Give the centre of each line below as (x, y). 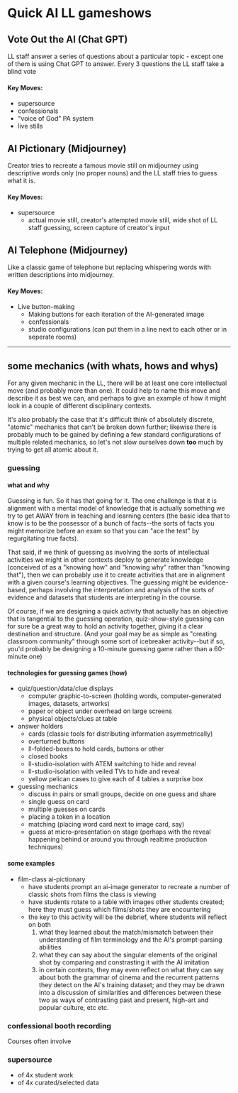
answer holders (40, 727)
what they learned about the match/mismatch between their (126, 932)
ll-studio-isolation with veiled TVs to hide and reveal (104, 771)
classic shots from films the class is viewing (92, 894)
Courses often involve (39, 1041)
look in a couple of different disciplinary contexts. (80, 406)
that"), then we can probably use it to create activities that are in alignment (116, 575)
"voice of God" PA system (56, 119)
